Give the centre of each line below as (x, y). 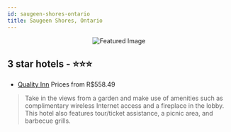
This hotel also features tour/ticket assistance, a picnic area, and (119, 114)
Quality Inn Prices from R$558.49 (66, 84)
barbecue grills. (47, 121)
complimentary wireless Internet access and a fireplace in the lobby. (124, 106)
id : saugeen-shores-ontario (49, 14)
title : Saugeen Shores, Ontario (55, 21)
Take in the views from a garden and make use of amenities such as (124, 98)
